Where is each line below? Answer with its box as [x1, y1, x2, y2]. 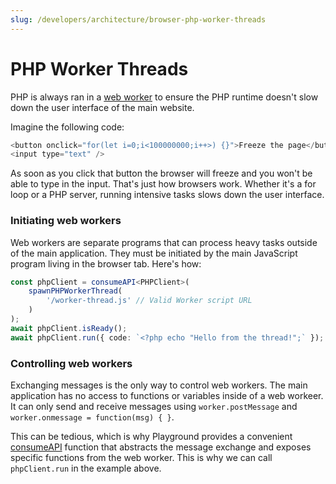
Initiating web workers [10, 214, 122, 228]
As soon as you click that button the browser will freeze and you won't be [10, 167, 313, 180]
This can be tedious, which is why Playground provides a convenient [10, 431, 293, 443]
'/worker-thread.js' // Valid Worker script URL [46, 296, 253, 306]
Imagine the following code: [10, 121, 125, 133]
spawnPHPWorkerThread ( [28, 286, 123, 296]
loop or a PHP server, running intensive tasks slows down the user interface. [10, 189, 325, 201]
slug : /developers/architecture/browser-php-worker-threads [10, 14, 267, 25]
